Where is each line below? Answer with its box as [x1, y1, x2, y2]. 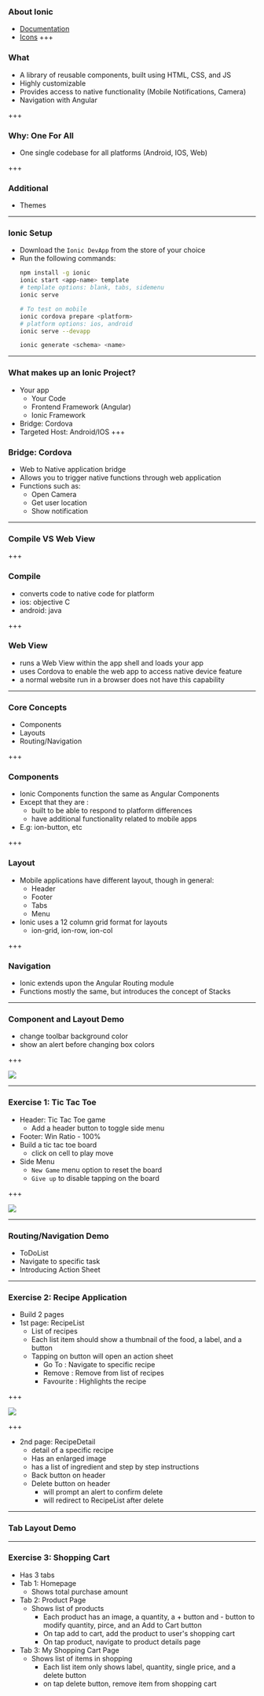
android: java [19, 605, 62, 615]
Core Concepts [8, 702, 68, 713]
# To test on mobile [19, 305, 87, 313]
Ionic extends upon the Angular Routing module [19, 979, 174, 988]
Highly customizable [19, 78, 86, 88]
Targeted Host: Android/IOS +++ [19, 427, 126, 437]
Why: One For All [8, 130, 75, 141]
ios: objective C [19, 597, 71, 607]
